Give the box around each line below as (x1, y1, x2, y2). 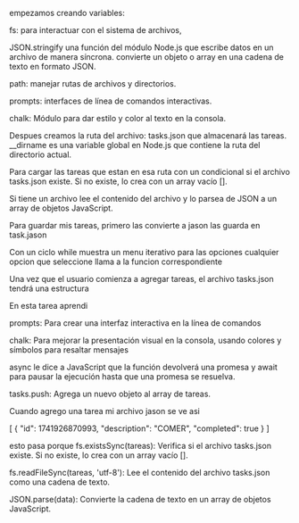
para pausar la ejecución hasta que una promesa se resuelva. (9, 371, 236, 382)
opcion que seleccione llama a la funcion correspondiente (9, 256, 223, 267)
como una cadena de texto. (9, 477, 110, 487)
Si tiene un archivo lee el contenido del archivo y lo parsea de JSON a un (9, 194, 278, 203)
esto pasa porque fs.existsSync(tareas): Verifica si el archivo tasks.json (9, 441, 272, 451)
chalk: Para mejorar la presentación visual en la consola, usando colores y (9, 335, 282, 345)
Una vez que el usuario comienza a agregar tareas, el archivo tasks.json (9, 274, 274, 284)
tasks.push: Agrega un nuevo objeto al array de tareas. (9, 388, 212, 399)
